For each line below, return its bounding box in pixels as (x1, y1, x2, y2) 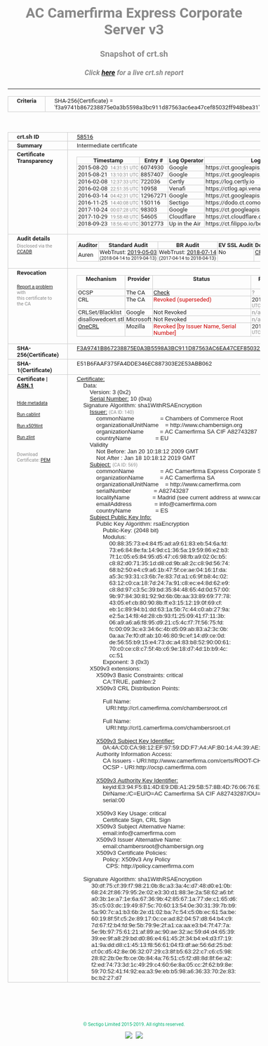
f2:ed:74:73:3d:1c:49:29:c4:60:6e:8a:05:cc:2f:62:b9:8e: (91, 960, 234, 968)
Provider (127, 275, 151, 283)
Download (17, 451, 39, 458)
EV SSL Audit (218, 241, 253, 249)
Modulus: (102, 533, 127, 541)
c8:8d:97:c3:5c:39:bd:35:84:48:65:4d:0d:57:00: (109, 585, 231, 593)
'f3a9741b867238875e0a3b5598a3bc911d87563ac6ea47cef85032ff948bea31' (54, 104, 260, 112)
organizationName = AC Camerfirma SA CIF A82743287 (95, 428, 257, 435)
